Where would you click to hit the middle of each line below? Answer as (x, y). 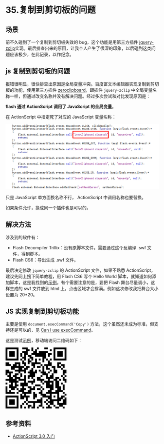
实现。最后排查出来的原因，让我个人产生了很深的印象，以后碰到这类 (83, 48)
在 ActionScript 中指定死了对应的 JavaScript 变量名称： (61, 117)
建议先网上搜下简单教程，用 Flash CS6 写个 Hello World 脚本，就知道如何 (79, 276)
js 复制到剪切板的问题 (38, 71)
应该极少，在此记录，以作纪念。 (42, 54)
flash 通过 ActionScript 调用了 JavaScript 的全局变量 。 (61, 106)
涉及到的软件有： (23, 237)
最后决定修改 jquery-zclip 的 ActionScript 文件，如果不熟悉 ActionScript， (81, 270)
